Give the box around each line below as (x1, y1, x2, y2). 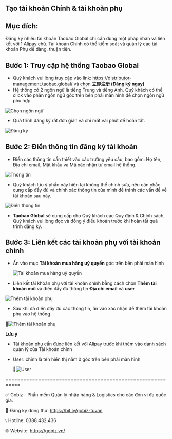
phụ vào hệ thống (12, 311, 50, 317)
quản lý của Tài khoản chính (12, 346, 73, 352)
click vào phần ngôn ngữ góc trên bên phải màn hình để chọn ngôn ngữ (12, 92, 164, 98)
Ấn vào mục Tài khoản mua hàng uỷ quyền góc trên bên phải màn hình (12, 260, 164, 266)
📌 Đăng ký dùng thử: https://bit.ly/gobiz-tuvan (5, 407, 103, 413)
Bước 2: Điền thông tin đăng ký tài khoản (5, 143, 138, 151)
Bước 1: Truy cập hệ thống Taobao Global (5, 61, 139, 70)
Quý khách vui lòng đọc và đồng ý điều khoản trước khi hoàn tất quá (12, 218, 158, 224)
